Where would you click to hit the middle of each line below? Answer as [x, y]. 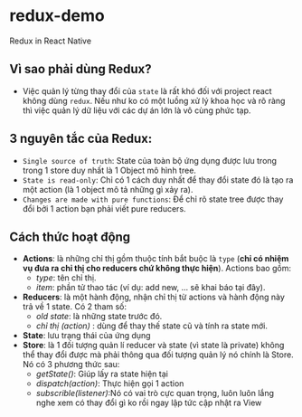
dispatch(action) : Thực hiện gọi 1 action [110, 384]
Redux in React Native [51, 41]
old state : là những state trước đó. [99, 317]
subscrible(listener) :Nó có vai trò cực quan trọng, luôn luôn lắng [155, 393]
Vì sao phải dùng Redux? [80, 69]
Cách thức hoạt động [70, 237]
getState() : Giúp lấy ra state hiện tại [102, 374]
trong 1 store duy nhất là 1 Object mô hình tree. [109, 170]
